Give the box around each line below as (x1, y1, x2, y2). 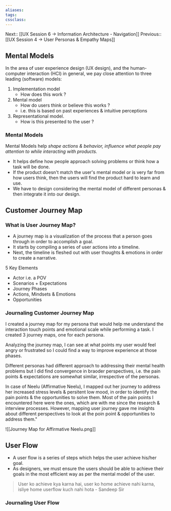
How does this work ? (20, 91, 67, 97)
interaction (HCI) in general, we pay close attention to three (27, 70, 152, 77)
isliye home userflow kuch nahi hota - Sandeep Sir (17, 486, 124, 493)
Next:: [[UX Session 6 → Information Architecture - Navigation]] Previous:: (5, 31, 162, 37)
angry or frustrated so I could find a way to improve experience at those (5, 347, 157, 353)
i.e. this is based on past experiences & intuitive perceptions (20, 108, 147, 114)
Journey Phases (12, 286, 47, 292)
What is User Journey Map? (5, 221, 76, 228)
